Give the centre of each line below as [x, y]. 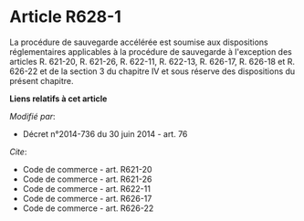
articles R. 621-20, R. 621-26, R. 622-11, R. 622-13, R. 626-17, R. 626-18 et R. [152, 61]
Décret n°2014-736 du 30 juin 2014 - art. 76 [105, 133]
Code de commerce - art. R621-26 [87, 179]
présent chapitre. [42, 80]
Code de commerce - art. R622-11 [86, 188]
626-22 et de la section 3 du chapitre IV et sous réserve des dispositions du [152, 71]
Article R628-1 [65, 17]
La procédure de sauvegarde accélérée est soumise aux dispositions [139, 42]
